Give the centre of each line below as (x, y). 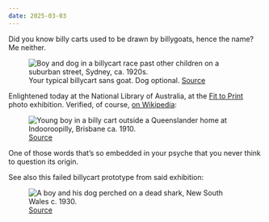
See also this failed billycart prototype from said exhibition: (106, 177)
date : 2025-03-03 (38, 16)
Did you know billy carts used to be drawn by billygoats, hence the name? (131, 39)
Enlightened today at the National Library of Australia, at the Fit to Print (126, 96)
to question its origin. (44, 161)
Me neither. (27, 47)
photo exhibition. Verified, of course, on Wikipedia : (93, 104)
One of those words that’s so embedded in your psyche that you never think (134, 153)
